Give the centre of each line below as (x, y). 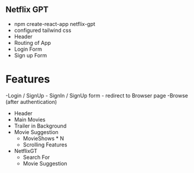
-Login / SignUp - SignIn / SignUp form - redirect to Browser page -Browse (97, 95)
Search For (36, 157)
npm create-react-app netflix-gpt (55, 24)
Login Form (28, 49)
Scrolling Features (45, 145)
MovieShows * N (43, 138)
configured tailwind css (43, 30)
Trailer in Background (40, 126)
